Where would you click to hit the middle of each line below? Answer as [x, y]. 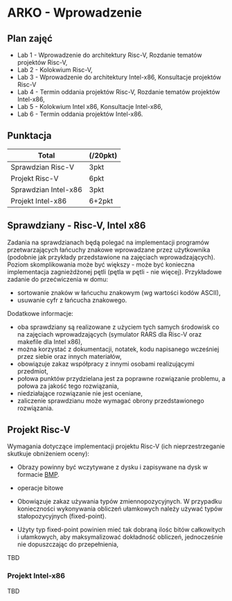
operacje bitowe [40, 488]
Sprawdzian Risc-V [43, 167]
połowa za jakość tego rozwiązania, [68, 386]
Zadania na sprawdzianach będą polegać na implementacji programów [108, 242]
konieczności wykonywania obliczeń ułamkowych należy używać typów [120, 509]
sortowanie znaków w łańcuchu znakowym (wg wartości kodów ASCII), [119, 292]
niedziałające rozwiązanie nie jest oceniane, [80, 393]
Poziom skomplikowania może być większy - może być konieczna [101, 264]
